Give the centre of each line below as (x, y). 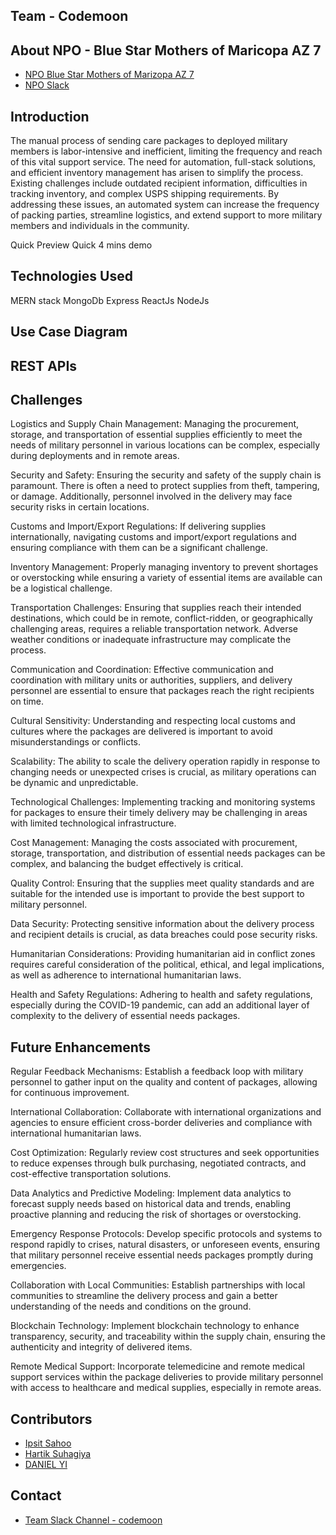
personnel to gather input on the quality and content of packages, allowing (164, 1082)
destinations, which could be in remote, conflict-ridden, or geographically (161, 618)
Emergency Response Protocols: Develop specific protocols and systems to (166, 1234)
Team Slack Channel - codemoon (93, 1520)
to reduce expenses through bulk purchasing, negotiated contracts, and (158, 1163)
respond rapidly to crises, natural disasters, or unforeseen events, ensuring (165, 1245)
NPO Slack (47, 85)
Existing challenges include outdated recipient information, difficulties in (159, 183)
